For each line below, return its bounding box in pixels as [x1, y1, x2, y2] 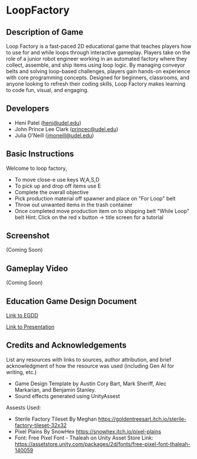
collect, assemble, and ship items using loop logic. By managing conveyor [6, 61, 185, 68]
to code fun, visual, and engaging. [6, 87, 89, 93]
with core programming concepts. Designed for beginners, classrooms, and [6, 74, 189, 81]
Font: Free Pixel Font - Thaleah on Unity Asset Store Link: [14, 434, 153, 441]
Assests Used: [6, 404, 41, 411]
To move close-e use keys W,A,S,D [14, 176, 100, 183]
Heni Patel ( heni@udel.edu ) [14, 119, 81, 126]
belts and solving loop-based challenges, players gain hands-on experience [6, 68, 191, 74]
